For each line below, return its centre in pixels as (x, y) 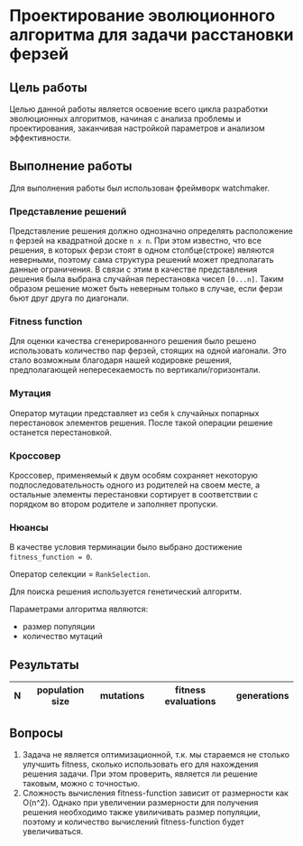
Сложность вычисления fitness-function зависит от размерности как (155, 793)
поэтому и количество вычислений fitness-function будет (133, 822)
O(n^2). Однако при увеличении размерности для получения (140, 802)
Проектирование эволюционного (142, 16)
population (60, 690)
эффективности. (41, 138)
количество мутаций (62, 637)
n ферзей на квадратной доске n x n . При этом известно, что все (135, 241)
